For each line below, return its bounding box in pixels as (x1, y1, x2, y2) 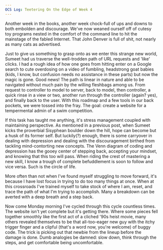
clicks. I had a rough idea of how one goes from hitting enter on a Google (5, 61, 152, 67)
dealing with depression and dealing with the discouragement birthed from (5, 137, 155, 144)
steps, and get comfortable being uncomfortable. (5, 239, 104, 245)
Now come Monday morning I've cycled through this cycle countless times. (5, 203, 156, 209)
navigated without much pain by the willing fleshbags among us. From (5, 81, 145, 88)
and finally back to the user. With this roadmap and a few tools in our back (5, 97, 154, 103)
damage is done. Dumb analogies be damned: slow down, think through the (5, 234, 157, 240)
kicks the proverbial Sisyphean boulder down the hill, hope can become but (5, 127, 157, 133)
